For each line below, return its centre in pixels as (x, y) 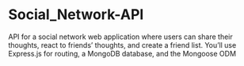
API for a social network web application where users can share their (121, 37)
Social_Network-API (76, 15)
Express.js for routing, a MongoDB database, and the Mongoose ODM (122, 53)
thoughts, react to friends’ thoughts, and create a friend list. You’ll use (122, 45)
